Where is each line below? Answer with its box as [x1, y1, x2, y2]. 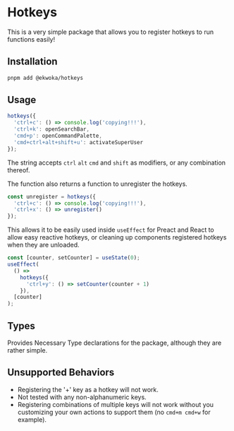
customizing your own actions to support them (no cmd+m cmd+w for [17, 408, 211, 416]
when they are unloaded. [7, 241, 80, 249]
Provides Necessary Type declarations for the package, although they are [7, 338, 222, 347]
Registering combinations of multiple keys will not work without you [17, 400, 214, 408]
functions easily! [7, 35, 55, 43]
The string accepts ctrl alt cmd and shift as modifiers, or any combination [7, 158, 226, 167]
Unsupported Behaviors [7, 367, 115, 379]
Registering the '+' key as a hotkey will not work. [17, 385, 159, 394]
